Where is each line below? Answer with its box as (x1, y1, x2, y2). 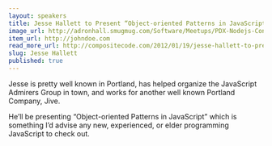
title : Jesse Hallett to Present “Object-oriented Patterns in (8, 19, 227, 27)
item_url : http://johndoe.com (8, 34, 111, 43)
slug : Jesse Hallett (8, 49, 79, 57)
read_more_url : (8, 42, 60, 50)
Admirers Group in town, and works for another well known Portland (8, 87, 236, 97)
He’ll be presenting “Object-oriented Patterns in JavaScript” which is (8, 111, 237, 121)
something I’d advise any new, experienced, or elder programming (8, 120, 229, 130)
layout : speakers (8, 11, 67, 20)
